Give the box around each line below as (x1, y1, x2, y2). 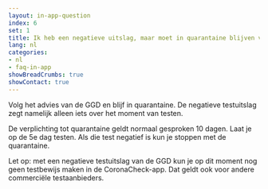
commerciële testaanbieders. (8, 172, 104, 183)
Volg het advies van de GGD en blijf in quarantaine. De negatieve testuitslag (8, 100, 257, 110)
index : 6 (8, 19, 37, 27)
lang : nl (8, 41, 37, 49)
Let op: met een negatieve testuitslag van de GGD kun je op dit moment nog (8, 156, 258, 165)
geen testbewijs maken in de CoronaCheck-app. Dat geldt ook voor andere (8, 164, 255, 174)
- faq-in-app (8, 64, 52, 71)
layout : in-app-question (8, 11, 91, 20)
